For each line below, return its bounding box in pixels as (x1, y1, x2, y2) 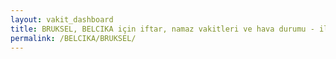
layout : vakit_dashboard (10, 14, 114, 25)
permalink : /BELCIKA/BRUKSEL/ (10, 33, 137, 43)
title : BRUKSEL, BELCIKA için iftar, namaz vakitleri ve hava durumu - (10, 24, 315, 34)
